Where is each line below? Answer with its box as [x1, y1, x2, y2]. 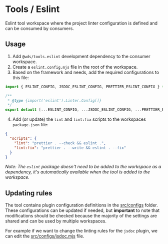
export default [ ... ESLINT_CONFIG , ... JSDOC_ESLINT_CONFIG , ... [5, 107, 142, 112]
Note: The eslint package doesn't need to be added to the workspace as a [5, 164, 161, 170]
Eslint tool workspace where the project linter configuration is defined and [5, 20, 158, 26]
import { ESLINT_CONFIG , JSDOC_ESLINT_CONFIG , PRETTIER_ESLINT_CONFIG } [5, 84, 160, 89]
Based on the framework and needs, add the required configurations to [12, 69, 159, 75]
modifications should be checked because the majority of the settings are [5, 213, 157, 219]
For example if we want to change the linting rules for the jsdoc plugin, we [5, 228, 157, 234]
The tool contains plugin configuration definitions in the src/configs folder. [5, 202, 158, 208]
